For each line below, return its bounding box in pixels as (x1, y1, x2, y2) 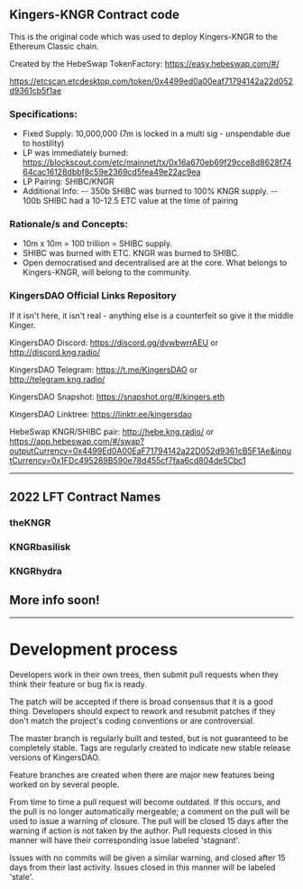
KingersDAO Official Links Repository (9, 289, 178, 302)
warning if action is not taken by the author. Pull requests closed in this (9, 825, 272, 836)
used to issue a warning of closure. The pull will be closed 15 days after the (9, 815, 289, 826)
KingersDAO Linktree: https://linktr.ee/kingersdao (9, 408, 192, 419)
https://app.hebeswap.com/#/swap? (9, 435, 145, 446)
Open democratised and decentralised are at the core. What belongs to (22, 257, 288, 269)
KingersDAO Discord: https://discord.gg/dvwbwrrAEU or (9, 337, 219, 348)
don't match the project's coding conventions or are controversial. (9, 715, 255, 726)
